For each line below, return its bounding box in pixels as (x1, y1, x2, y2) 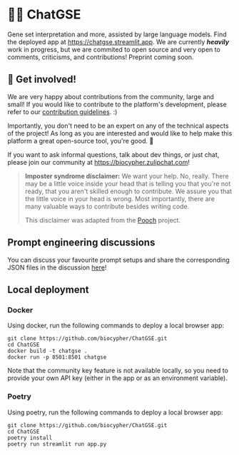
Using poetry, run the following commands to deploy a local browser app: (7, 408, 223, 416)
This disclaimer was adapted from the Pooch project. (24, 215, 180, 224)
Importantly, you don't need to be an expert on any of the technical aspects (7, 121, 230, 130)
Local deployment (7, 283, 89, 295)
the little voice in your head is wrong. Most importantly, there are (24, 194, 215, 203)
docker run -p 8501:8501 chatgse (7, 354, 107, 361)
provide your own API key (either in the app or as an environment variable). (7, 374, 228, 382)
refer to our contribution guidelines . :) (7, 107, 118, 116)
